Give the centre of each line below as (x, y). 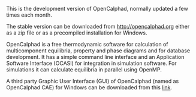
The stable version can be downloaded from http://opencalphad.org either (98, 26)
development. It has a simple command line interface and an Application (95, 57)
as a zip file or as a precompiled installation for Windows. (77, 33)
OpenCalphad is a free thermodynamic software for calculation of (87, 44)
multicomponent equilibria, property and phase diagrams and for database (98, 51)
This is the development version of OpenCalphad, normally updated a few (97, 9)
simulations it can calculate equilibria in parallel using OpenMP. (84, 70)
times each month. (29, 15)
